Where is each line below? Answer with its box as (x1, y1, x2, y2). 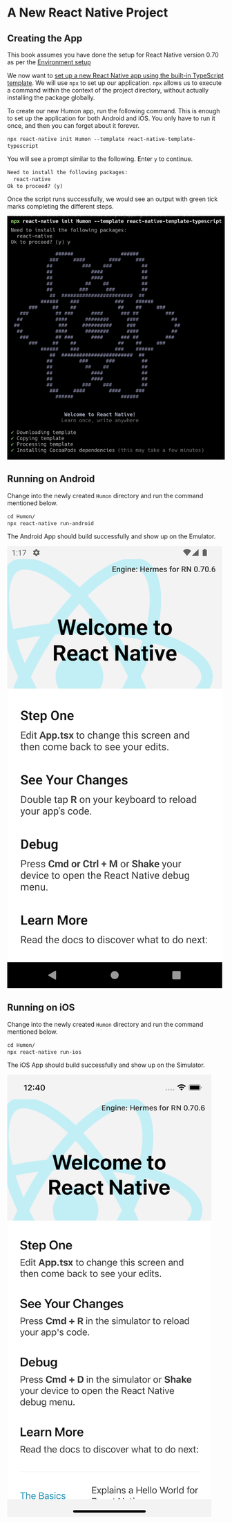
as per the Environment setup (7, 58, 91, 66)
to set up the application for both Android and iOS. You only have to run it (7, 114, 215, 122)
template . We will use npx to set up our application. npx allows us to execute (7, 79, 222, 87)
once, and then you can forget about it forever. (7, 122, 140, 129)
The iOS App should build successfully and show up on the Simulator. (7, 1061, 205, 1069)
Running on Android (7, 473, 95, 485)
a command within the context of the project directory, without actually (7, 86, 209, 94)
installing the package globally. (7, 93, 95, 102)
